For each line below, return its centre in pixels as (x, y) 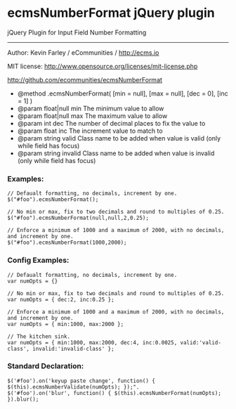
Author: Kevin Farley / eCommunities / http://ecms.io (83, 52)
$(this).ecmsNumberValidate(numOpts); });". (73, 387)
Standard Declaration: (46, 366)
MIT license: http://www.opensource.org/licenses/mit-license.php (103, 66)
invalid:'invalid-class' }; (73, 349)
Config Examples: (38, 260)
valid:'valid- (201, 342)
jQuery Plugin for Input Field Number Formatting (77, 32)
